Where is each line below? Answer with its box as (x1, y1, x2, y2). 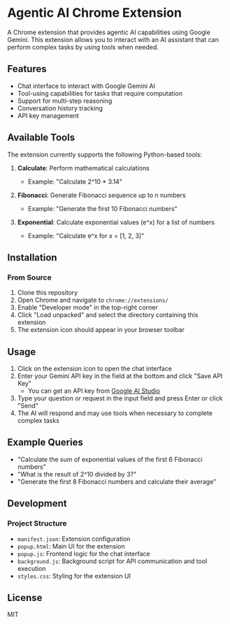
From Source (7, 273, 52, 282)
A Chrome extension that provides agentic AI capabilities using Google (7, 28, 211, 36)
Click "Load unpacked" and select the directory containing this (17, 311, 199, 319)
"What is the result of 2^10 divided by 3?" (17, 470, 137, 478)
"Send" (17, 402, 38, 410)
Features (7, 63, 47, 75)
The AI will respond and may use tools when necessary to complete (17, 409, 213, 417)
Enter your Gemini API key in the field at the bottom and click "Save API (17, 372, 223, 380)
